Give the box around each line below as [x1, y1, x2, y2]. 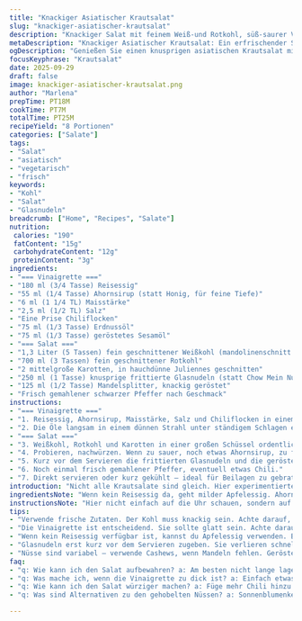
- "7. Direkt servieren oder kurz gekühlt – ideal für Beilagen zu [9, 473, 268, 482]
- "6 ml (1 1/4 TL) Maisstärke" [9, 298, 130, 307]
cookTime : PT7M [9, 105, 67, 114]
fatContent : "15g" [13, 239, 83, 248]
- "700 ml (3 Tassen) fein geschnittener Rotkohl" [9, 356, 203, 365]
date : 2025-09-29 [9, 64, 75, 73]
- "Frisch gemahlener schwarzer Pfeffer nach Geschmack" [9, 390, 227, 399]
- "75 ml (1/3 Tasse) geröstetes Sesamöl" [9, 331, 171, 340]
